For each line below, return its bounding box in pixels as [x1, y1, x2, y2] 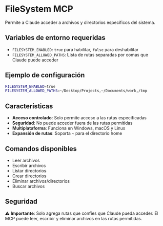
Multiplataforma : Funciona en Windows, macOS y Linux [12, 125, 125, 131]
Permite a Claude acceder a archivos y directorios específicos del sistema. [5, 19, 155, 25]
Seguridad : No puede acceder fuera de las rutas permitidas [12, 120, 133, 126]
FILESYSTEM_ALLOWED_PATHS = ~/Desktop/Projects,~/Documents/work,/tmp [5, 89, 147, 94]
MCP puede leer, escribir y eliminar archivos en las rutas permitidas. [5, 215, 143, 221]
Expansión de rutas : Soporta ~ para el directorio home [12, 131, 122, 136]
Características [5, 102, 53, 110]
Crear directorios [12, 173, 47, 179]
